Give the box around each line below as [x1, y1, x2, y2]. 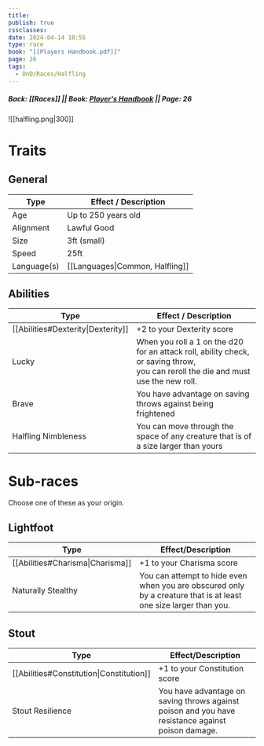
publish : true [8, 19, 55, 27]
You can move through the [136, 421, 234, 432]
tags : [8, 63, 26, 71]
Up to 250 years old [66, 209, 141, 220]
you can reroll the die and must [136, 366, 251, 377]
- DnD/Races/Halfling [15, 70, 86, 78]
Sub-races [8, 472, 79, 490]
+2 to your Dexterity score [136, 324, 234, 335]
